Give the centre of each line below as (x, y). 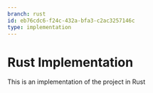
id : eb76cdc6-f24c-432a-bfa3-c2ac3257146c (71, 21)
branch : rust (27, 14)
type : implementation (39, 27)
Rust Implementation (70, 62)
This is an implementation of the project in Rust (76, 82)
